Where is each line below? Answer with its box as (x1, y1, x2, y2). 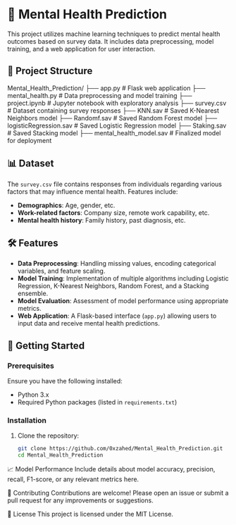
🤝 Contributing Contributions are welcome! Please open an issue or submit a (7, 489, 229, 498)
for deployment (7, 136, 52, 144)
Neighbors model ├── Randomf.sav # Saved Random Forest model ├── (7, 113, 218, 122)
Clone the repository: (17, 431, 80, 440)
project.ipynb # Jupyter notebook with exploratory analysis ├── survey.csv (7, 99, 227, 107)
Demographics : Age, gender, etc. (17, 201, 116, 209)
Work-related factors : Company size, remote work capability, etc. (17, 208, 210, 217)
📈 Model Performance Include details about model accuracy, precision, (7, 465, 216, 474)
